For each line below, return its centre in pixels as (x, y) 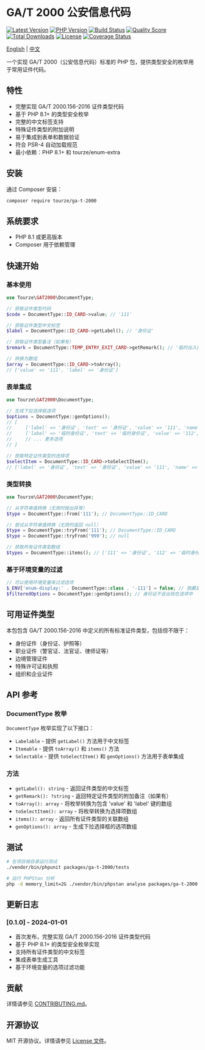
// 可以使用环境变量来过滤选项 (40, 583)
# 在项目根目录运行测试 (32, 862)
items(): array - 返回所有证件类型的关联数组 (72, 819)
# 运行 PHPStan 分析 (31, 879)
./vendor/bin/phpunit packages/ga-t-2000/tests (68, 868)
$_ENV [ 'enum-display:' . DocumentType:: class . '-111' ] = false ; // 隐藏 (101, 588)
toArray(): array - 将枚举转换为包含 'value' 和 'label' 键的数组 (93, 804)
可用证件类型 (31, 615)
